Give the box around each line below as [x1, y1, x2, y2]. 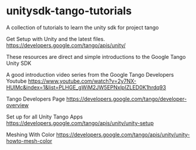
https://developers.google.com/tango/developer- [66, 95, 187, 102]
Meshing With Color [6, 131, 55, 138]
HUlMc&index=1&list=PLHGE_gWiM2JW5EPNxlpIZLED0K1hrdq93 [6, 83, 166, 90]
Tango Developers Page [6, 95, 66, 102]
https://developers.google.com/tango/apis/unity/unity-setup [6, 119, 154, 126]
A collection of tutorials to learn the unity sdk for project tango [6, 24, 159, 31]
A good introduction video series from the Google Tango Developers [6, 71, 174, 78]
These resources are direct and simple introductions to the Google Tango [6, 53, 186, 60]
